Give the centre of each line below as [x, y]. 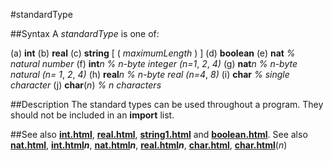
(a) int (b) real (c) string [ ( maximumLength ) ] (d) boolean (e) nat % [153, 53]
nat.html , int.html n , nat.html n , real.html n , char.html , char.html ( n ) [149, 145]
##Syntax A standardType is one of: [85, 33]
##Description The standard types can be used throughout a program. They [167, 104]
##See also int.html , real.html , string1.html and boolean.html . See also [159, 134]
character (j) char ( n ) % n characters [86, 85]
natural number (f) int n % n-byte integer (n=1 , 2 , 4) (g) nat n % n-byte [154, 63]
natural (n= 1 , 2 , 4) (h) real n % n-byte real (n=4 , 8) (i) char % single [150, 74]
